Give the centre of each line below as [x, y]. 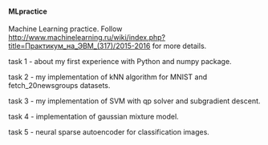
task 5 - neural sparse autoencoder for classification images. [109, 132]
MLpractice [28, 11]
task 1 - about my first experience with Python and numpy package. [120, 62]
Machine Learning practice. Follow [65, 29]
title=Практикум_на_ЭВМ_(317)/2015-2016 [79, 46]
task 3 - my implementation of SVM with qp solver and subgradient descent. [134, 101]
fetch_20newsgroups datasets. [59, 86]
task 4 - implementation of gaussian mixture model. [93, 117]
